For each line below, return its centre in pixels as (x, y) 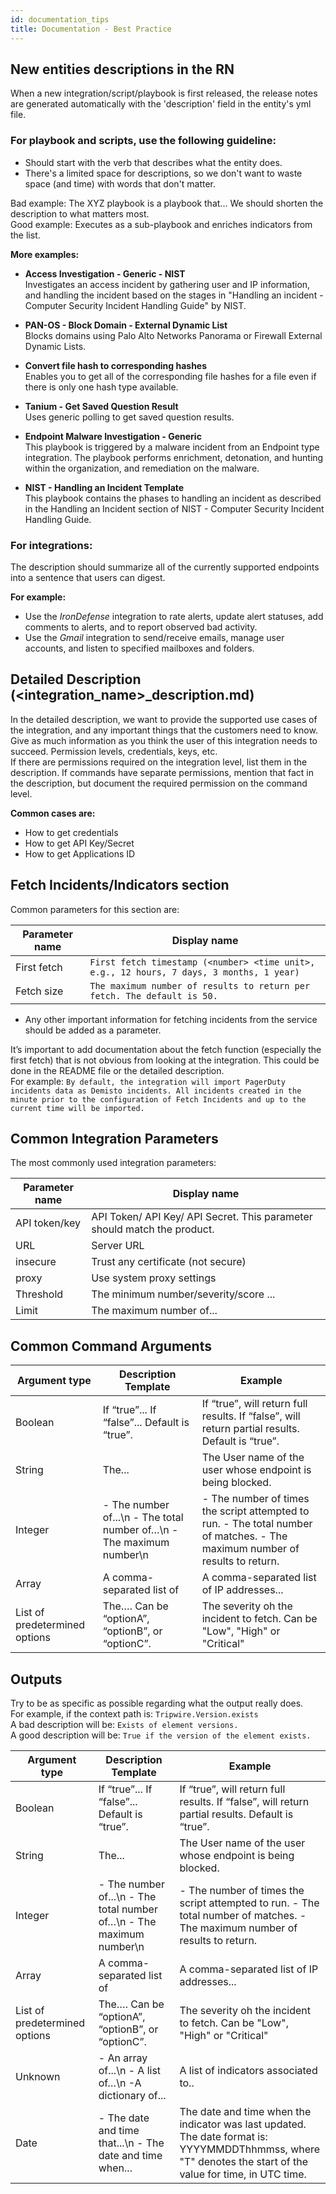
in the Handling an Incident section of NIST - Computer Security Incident (174, 508)
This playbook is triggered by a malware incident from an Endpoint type (172, 447)
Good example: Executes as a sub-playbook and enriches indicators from (161, 224)
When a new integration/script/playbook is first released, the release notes (164, 93)
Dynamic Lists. (55, 346)
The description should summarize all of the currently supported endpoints (165, 567)
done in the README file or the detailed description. (117, 1070)
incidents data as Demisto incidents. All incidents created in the (156, 1091)
